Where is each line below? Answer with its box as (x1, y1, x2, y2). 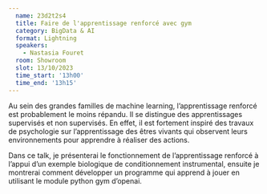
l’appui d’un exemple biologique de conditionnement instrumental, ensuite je (8, 159, 260, 168)
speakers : (15, 42, 48, 50)
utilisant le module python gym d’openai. (8, 176, 143, 185)
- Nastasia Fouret (22, 49, 84, 57)
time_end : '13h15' (15, 79, 78, 87)
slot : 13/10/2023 (15, 64, 74, 72)
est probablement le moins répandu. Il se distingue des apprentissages (8, 109, 243, 119)
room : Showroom (15, 57, 67, 65)
